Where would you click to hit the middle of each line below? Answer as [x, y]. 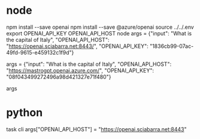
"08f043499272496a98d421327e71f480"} [59, 77]
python [25, 113]
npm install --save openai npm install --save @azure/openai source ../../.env [100, 27]
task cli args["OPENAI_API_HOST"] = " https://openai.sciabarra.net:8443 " [96, 129]
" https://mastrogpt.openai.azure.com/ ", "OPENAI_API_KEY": [80, 70]
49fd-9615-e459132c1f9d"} [40, 52]
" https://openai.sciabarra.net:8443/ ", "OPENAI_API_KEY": [77, 46]
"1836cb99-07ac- [172, 46]
